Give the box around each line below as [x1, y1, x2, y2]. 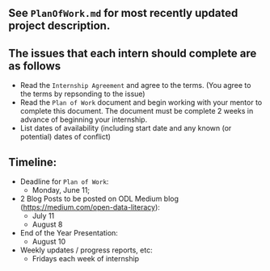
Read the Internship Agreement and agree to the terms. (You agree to [19, 81, 251, 90]
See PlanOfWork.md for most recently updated [8, 6, 238, 20]
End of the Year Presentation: [19, 228, 119, 238]
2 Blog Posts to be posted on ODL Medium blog [19, 194, 179, 204]
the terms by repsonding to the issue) [19, 89, 146, 99]
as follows [8, 59, 61, 73]
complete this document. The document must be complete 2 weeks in [19, 106, 254, 116]
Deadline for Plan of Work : [19, 177, 109, 186]
